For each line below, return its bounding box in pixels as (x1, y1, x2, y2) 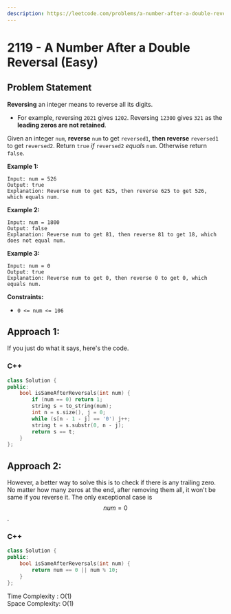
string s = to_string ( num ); (32, 402, 112, 410)
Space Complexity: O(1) (7, 599, 74, 607)
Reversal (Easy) (7, 54, 98, 70)
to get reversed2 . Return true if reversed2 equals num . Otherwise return (7, 141, 208, 150)
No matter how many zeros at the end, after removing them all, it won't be (7, 486, 217, 494)
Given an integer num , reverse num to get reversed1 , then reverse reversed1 (7, 134, 219, 142)
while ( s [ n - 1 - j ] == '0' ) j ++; (32, 415, 131, 422)
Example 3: (7, 249, 40, 257)
